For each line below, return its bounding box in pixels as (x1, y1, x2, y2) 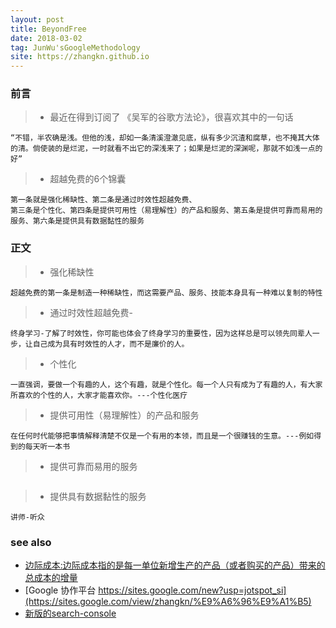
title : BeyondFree (10, 24, 87, 34)
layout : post (10, 14, 65, 25)
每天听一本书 (24, 441, 71, 451)
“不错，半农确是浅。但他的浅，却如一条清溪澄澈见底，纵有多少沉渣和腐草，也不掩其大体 (10, 133, 320, 143)
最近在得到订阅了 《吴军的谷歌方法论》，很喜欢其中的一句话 (49, 111, 294, 123)
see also (10, 535, 52, 549)
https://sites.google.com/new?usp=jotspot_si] (98, 584, 287, 596)
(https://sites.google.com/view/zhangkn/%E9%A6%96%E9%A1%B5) (24, 596, 312, 608)
